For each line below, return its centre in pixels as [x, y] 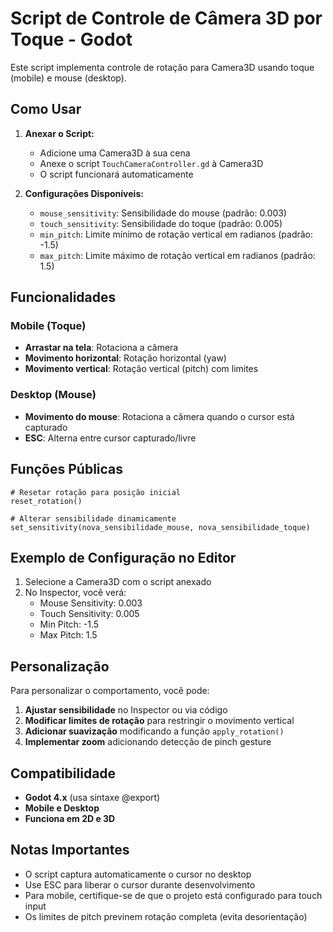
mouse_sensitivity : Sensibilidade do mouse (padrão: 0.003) [163, 213]
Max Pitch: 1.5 [68, 635]
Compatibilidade [63, 773]
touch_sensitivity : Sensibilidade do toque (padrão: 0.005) [161, 223]
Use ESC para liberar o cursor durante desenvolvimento [140, 884]
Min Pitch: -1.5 [69, 624]
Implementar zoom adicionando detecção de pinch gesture [148, 742]
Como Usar [46, 109]
